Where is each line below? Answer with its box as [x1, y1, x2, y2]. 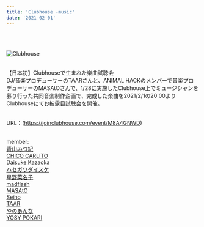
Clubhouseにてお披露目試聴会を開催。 [6, 99, 103, 107]
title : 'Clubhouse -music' [6, 9, 75, 15]
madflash [6, 180, 30, 187]
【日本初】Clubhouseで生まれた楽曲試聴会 [6, 69, 114, 76]
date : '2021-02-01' [6, 15, 56, 21]
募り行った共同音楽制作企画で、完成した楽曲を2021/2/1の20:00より [6, 92, 177, 99]
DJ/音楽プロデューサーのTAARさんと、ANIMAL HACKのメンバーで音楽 [6, 76, 183, 84]
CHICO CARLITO [6, 152, 48, 159]
